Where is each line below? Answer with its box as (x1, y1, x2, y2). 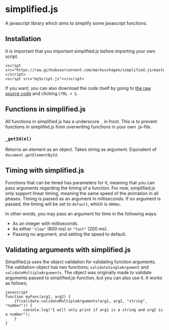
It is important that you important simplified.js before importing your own (5, 48, 156, 54)
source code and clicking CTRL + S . (5, 90, 78, 96)
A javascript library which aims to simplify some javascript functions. (5, 20, 147, 26)
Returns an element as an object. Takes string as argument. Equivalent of (5, 146, 157, 152)
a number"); (5, 312, 30, 317)
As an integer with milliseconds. (12, 220, 79, 227)
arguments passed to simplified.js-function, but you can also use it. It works (5, 275, 162, 281)
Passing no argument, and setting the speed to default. (12, 231, 127, 237)
